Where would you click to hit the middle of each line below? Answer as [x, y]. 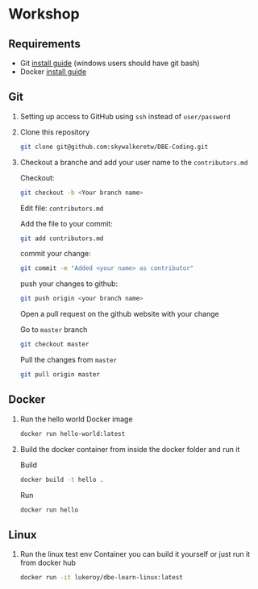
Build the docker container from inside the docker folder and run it [130, 449]
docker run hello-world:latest [73, 433]
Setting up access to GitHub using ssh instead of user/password [125, 116]
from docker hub [48, 563]
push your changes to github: [69, 284]
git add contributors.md [62, 239]
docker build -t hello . [62, 479]
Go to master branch [54, 330]
